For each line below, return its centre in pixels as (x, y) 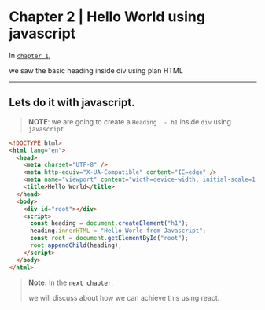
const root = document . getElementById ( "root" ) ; (109, 238)
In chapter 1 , (30, 55)
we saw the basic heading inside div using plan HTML (96, 70)
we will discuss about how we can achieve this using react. (124, 297)
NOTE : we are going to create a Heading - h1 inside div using (129, 121)
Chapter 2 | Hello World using (107, 17)
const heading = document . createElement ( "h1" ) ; (109, 223)
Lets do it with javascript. (72, 103)
